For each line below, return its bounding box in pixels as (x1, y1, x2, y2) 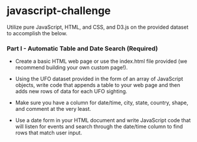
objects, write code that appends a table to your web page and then (15, 82, 180, 89)
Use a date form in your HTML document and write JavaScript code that (15, 117, 191, 124)
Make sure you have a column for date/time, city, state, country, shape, (15, 99, 189, 106)
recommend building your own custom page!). (15, 64, 128, 71)
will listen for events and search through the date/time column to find (15, 123, 183, 130)
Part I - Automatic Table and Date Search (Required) (6, 44, 158, 52)
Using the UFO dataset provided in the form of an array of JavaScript (15, 75, 183, 83)
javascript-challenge (6, 4, 111, 18)
